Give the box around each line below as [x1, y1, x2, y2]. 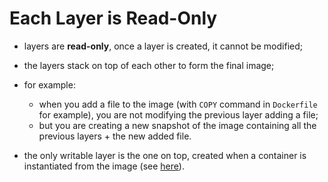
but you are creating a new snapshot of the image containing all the [38, 119, 317, 131]
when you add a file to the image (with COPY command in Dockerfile [38, 98, 318, 110]
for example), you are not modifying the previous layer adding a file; [38, 108, 319, 121]
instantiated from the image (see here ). [23, 160, 185, 172]
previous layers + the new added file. [38, 130, 192, 142]
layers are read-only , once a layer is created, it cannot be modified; [23, 40, 304, 52]
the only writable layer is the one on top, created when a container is [23, 149, 307, 161]
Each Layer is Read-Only [9, 7, 218, 30]
